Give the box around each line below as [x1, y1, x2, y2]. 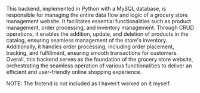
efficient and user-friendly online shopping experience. [6, 69, 142, 75]
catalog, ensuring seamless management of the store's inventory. [6, 37, 168, 44]
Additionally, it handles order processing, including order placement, [6, 43, 174, 50]
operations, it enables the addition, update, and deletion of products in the [6, 30, 189, 38]
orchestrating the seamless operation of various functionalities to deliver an [6, 62, 192, 69]
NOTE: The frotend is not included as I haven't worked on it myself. [6, 80, 171, 87]
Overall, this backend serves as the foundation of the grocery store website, [6, 56, 193, 63]
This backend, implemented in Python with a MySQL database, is [6, 5, 166, 12]
